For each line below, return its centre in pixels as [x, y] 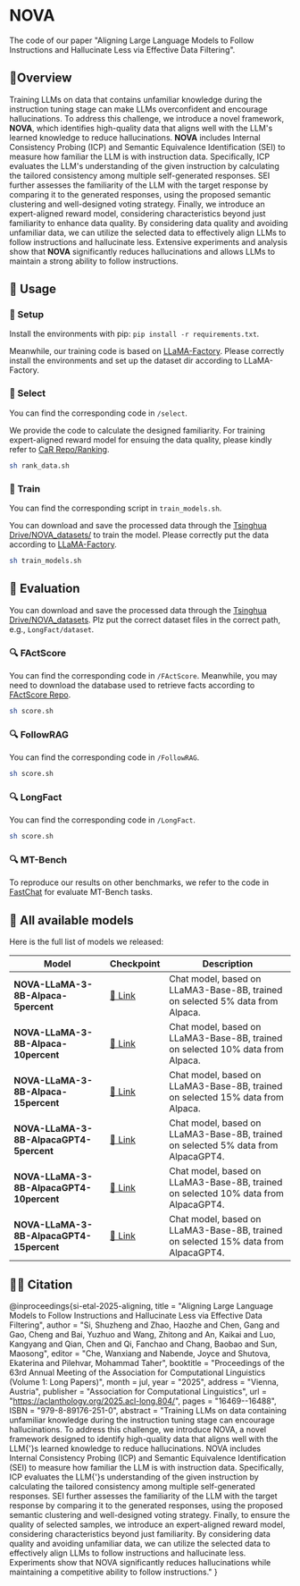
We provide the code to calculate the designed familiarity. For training [137, 430]
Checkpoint [135, 964]
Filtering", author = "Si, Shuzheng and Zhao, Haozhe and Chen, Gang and [144, 1325]
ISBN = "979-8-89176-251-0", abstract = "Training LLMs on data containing [148, 1411]
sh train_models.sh [46, 561]
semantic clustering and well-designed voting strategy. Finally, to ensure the [150, 1515]
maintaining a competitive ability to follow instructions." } [114, 1572]
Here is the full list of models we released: [87, 942]
